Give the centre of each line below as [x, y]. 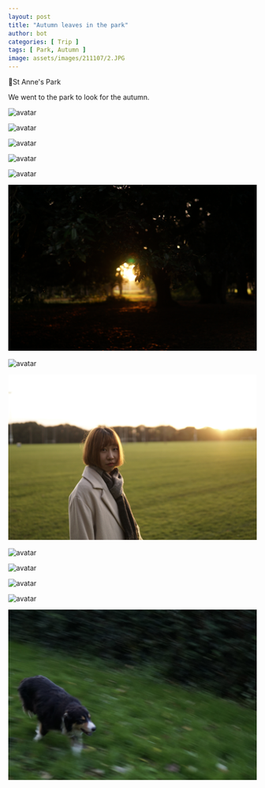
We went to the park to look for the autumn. [79, 97]
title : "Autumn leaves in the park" [68, 25]
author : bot [28, 33]
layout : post [30, 17]
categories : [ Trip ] [44, 42]
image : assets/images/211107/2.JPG [67, 58]
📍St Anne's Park [35, 82]
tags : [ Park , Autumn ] [47, 50]
